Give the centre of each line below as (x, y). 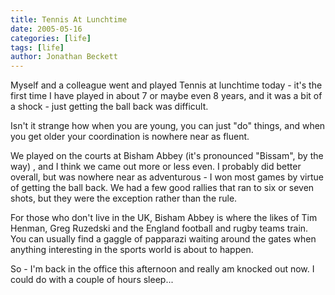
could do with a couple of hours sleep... (92, 280)
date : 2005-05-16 (46, 29)
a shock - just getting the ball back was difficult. (109, 107)
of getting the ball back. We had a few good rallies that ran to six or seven (162, 188)
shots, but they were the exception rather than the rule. (124, 198)
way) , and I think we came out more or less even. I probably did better (156, 167)
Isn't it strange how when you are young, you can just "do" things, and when (168, 126)
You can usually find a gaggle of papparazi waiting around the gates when (163, 239)
